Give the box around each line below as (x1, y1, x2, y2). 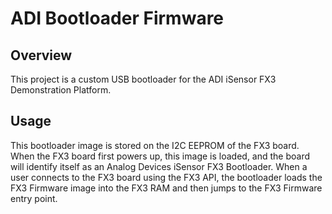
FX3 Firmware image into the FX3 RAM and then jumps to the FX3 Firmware (10, 182, 323, 194)
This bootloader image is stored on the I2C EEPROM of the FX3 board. (10, 139, 300, 151)
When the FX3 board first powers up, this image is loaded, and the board (10, 150, 311, 162)
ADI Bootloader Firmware (10, 7, 225, 30)
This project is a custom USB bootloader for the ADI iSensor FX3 (10, 73, 277, 85)
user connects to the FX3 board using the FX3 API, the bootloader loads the (10, 171, 323, 183)
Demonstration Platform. (10, 84, 112, 96)
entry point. (10, 192, 58, 204)
